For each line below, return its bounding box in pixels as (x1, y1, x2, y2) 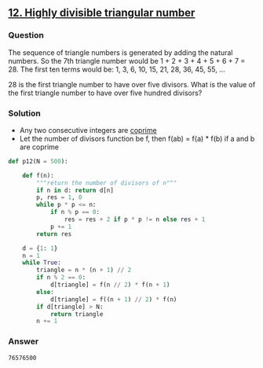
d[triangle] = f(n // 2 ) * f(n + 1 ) (49, 281, 170, 289)
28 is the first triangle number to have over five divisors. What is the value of (8, 79, 256, 89)
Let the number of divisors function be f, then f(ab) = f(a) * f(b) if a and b (19, 134, 255, 143)
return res (36, 230, 72, 238)
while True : (22, 259, 61, 267)
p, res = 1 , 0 (36, 193, 82, 201)
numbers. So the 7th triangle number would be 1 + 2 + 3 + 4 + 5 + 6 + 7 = (8, 56, 246, 65)
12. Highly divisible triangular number (8, 6, 195, 20)
